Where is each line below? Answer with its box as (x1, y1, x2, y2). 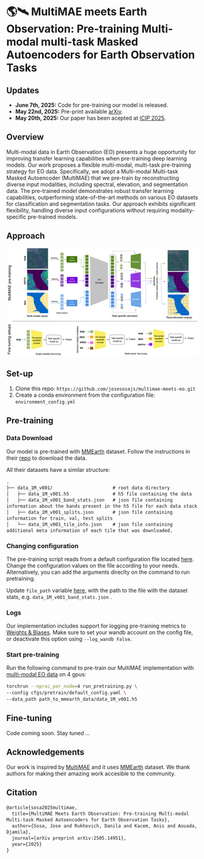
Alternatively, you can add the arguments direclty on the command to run (6, 568, 190, 576)
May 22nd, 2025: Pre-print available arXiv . (15, 108, 123, 115)
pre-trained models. (27, 213, 78, 220)
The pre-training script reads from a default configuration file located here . (6, 555, 194, 562)
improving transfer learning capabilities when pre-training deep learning (6, 154, 188, 162)
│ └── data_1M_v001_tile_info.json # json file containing (6, 521, 173, 527)
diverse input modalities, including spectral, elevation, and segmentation (6, 181, 188, 188)
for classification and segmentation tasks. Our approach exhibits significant (6, 200, 196, 208)
